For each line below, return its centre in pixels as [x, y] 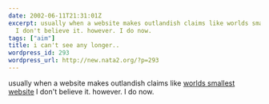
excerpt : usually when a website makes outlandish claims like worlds [128, 23]
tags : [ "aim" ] [32, 38]
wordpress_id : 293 [39, 53]
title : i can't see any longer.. [64, 46]
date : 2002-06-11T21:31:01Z [55, 16]
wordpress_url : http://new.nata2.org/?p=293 [84, 61]
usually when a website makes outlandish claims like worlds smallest [122, 83]
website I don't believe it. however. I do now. [81, 91]
